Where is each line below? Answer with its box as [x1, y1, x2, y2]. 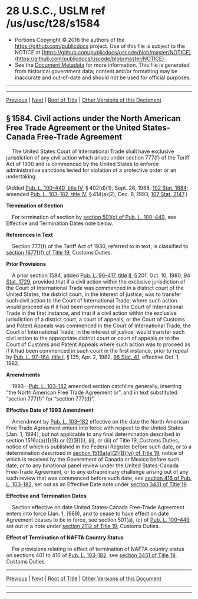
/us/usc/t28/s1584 [6, 17, 100, 30]
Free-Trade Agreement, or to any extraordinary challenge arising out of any [6, 468, 189, 475]
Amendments [6, 371, 40, 378]
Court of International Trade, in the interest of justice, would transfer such [6, 328, 185, 335]
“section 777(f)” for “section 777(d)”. [6, 395, 95, 402]
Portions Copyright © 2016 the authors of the [14, 36, 125, 43]
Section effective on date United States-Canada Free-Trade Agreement [11, 503, 184, 510]
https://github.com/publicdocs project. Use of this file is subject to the [14, 43, 186, 50]
